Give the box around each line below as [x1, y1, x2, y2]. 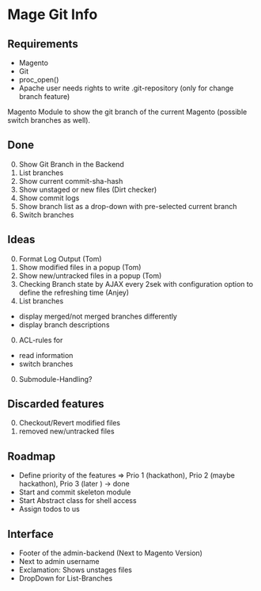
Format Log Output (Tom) [18, 254, 102, 263]
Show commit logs [18, 193, 80, 203]
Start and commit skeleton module [18, 487, 131, 497]
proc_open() [18, 75, 59, 84]
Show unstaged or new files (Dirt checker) [18, 185, 157, 194]
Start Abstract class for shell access [18, 496, 137, 505]
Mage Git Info [7, 6, 98, 24]
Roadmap [7, 449, 56, 463]
